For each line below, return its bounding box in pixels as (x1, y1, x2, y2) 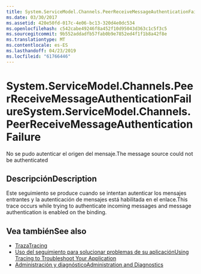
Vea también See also (6, 226, 87, 236)
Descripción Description (6, 173, 98, 183)
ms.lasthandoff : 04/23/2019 (6, 48, 77, 54)
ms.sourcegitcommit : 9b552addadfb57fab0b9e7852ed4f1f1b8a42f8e (6, 31, 167, 37)
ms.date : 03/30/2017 (6, 14, 58, 20)
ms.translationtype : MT (6, 37, 66, 43)
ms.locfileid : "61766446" (6, 53, 71, 59)
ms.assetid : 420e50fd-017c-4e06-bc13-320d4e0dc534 (6, 20, 135, 26)
